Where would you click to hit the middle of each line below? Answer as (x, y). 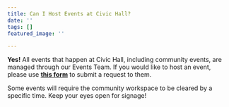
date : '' (20, 20)
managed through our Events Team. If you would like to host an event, (109, 67)
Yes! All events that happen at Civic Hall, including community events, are (115, 60)
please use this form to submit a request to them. (80, 75)
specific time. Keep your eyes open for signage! (77, 96)
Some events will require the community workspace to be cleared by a (110, 88)
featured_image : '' (36, 33)
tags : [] (20, 27)
